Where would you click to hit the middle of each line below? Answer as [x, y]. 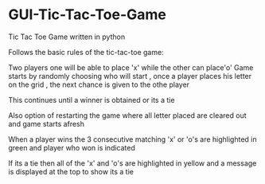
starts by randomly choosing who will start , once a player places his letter [130, 76]
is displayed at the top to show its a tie [71, 171]
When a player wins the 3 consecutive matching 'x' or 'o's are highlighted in [132, 139]
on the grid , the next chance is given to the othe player [99, 84]
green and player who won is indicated [72, 147]
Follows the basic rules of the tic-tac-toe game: [86, 52]
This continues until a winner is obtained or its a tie [92, 100]
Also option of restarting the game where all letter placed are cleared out [127, 115]
